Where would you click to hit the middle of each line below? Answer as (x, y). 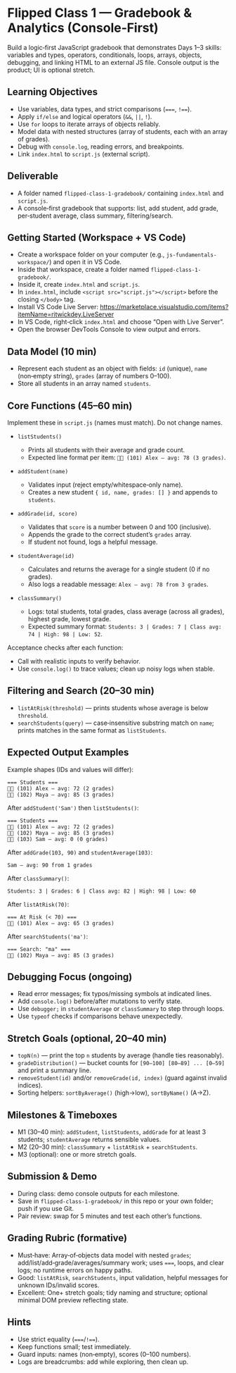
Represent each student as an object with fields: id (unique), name (112, 368)
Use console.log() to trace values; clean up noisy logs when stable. (116, 669)
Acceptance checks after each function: (65, 647)
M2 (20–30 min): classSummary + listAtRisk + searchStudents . (107, 1147)
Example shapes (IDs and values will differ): (71, 769)
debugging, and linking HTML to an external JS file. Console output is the (113, 62)
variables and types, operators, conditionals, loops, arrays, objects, (105, 55)
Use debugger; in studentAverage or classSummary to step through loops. (121, 1009)
